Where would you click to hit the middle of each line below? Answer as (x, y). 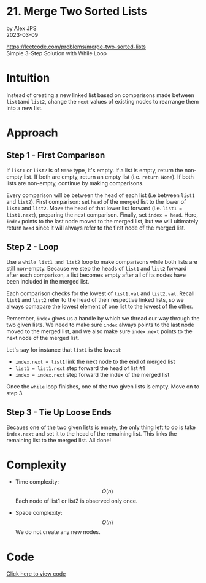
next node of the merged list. (43, 338)
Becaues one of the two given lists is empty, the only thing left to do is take (101, 427)
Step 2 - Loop (32, 247)
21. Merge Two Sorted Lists (77, 11)
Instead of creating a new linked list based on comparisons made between (100, 95)
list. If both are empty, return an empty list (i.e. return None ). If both (109, 177)
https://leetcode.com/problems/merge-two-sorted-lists (76, 47)
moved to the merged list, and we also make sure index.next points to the (99, 331)
